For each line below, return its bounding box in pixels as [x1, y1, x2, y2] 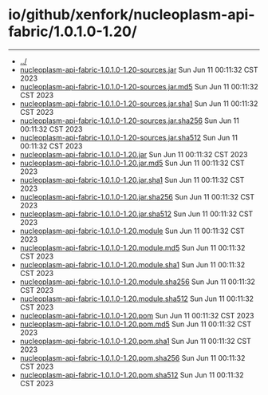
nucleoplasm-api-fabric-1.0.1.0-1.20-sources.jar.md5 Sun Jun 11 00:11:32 [19, 81, 258, 91]
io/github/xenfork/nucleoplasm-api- [8, 6, 255, 24]
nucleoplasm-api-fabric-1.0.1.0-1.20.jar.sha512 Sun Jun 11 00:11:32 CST [19, 209, 254, 219]
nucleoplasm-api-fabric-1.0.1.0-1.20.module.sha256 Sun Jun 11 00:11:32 [19, 277, 255, 286]
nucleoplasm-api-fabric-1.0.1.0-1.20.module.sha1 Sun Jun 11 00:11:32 [19, 259, 246, 269]
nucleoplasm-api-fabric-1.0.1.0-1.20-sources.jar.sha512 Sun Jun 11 [19, 132, 238, 142]
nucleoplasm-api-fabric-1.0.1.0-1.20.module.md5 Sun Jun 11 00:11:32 [19, 243, 246, 252]
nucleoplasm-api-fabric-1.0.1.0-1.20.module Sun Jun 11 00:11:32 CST [19, 226, 245, 235]
